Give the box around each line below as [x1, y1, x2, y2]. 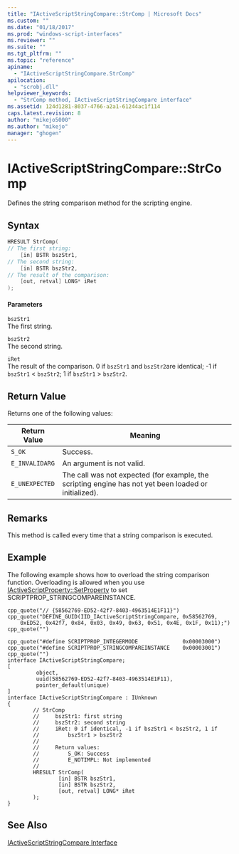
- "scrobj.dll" [14, 83, 59, 90]
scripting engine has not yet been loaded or [62, 479, 208, 489]
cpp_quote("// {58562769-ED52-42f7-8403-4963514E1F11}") [7, 606, 180, 614]
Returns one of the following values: [7, 409, 113, 418]
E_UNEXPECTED [11, 480, 55, 488]
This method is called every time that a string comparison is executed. [7, 531, 213, 539]
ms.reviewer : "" [7, 37, 55, 44]
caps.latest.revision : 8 [7, 110, 81, 117]
